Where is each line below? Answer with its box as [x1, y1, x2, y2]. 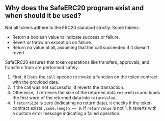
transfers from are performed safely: [5, 64, 80, 70]
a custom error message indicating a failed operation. [12, 110, 121, 116]
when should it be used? [5, 12, 82, 20]
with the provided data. [12, 79, 59, 85]
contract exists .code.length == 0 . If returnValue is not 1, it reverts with [12, 105, 157, 111]
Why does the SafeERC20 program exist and [5, 4, 144, 12]
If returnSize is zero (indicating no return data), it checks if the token [12, 100, 152, 106]
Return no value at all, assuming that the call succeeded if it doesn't [12, 44, 150, 50]
